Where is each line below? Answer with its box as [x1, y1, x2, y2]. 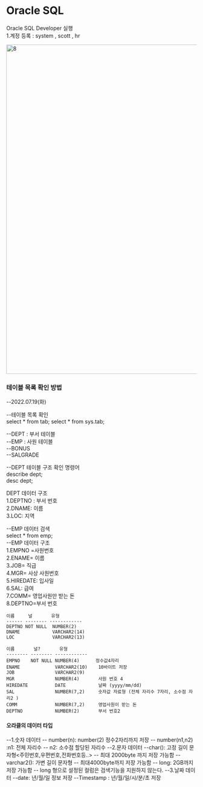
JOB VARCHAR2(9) [6, 669, 85, 676]
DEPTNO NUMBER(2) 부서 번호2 [6, 708, 121, 714]
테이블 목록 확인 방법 [6, 383, 62, 392]
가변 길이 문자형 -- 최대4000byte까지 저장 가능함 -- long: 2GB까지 [35, 759, 194, 766]
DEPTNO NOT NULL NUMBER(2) [6, 624, 77, 630]
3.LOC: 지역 [6, 512, 35, 520]
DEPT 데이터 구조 [6, 489, 48, 497]
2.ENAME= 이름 [6, 554, 45, 561]
